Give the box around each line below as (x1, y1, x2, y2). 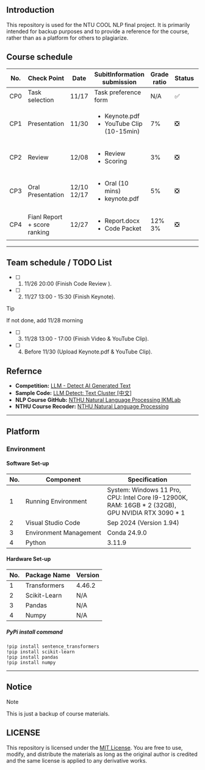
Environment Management (25, 528, 102, 537)
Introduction (6, 5, 55, 15)
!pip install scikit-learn (6, 648, 75, 655)
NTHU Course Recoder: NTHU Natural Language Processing (15, 403, 169, 410)
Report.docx (104, 217, 140, 225)
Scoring (104, 157, 128, 165)
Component (45, 475, 81, 484)
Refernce (6, 366, 43, 376)
